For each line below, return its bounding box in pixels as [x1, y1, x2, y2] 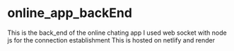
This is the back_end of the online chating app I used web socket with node [7, 28, 228, 37]
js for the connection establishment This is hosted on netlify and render [7, 35, 216, 44]
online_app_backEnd [7, 5, 133, 21]
